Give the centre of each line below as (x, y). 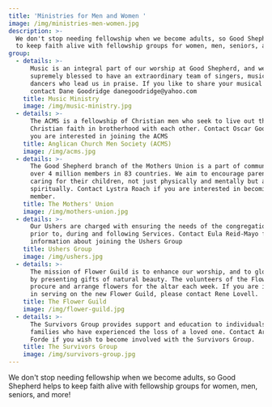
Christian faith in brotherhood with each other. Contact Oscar (140, 129)
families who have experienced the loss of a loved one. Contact (142, 332)
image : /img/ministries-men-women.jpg (74, 23)
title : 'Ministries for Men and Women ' (78, 16)
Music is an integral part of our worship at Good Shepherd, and (142, 69)
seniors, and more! (40, 394)
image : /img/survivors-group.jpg (79, 354)
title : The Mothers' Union (68, 204)
